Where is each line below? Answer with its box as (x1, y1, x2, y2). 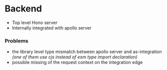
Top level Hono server (11, 19, 58, 25)
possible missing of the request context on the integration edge (11, 59, 143, 65)
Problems (4, 37, 28, 44)
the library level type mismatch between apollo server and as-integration (11, 48, 162, 55)
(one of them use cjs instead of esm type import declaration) (11, 54, 138, 60)
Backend (4, 3, 42, 14)
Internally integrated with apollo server (11, 24, 92, 30)
